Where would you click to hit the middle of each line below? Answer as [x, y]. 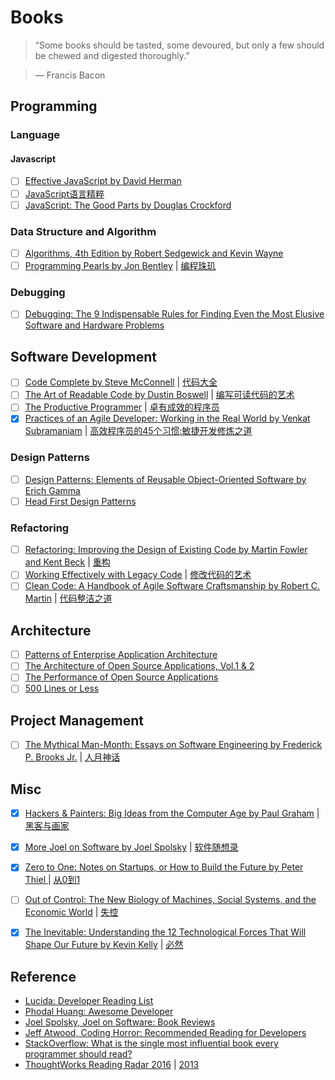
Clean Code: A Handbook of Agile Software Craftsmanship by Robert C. [172, 586]
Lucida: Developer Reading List [89, 1001]
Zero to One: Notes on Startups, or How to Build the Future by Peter [164, 867]
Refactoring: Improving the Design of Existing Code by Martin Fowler [166, 550]
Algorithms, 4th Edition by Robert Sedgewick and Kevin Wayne [154, 253]
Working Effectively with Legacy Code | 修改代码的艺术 [138, 575]
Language [35, 135]
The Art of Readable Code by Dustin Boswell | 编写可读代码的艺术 [159, 395]
